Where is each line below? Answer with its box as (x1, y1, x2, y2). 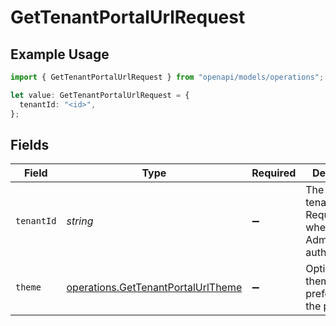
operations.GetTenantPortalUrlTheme (66, 281, 243, 295)
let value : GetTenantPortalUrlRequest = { (10, 90, 190, 100)
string (66, 214, 94, 228)
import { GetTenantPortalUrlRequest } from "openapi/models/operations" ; (10, 72, 325, 82)
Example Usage (10, 46, 110, 63)
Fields (10, 136, 50, 153)
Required (251, 166, 297, 180)
